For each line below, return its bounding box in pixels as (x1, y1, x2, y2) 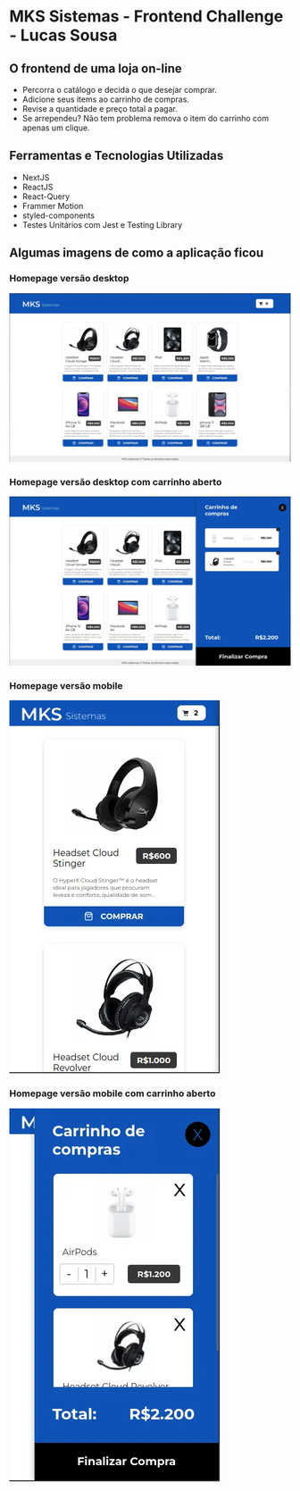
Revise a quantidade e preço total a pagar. (21, 104, 179, 113)
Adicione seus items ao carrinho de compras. (21, 94, 190, 105)
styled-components (21, 210, 96, 221)
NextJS (21, 172, 50, 182)
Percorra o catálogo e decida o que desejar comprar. (21, 85, 217, 95)
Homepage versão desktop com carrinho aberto (9, 476, 222, 489)
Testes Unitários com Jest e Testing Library (21, 219, 183, 230)
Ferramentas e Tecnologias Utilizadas (9, 148, 224, 163)
